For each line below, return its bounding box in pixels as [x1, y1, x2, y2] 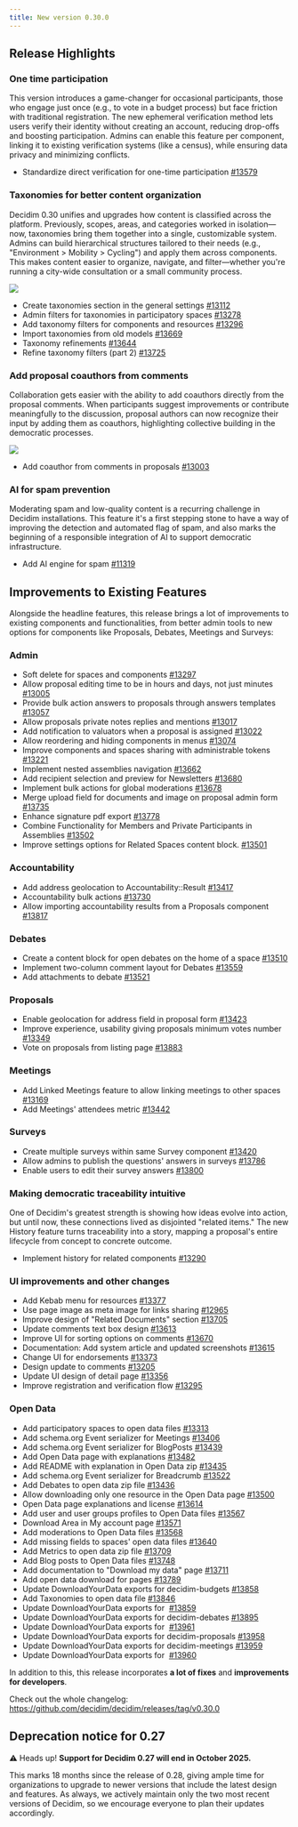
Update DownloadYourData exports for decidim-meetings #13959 [21, 1640, 263, 1651]
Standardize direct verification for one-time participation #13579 [21, 166, 258, 178]
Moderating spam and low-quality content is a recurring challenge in [9, 503, 261, 514]
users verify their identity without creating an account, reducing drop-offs [9, 121, 280, 132]
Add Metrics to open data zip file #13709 [21, 1545, 172, 1557]
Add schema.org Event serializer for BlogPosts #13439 [21, 1442, 223, 1453]
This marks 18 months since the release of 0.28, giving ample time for [9, 1769, 265, 1780]
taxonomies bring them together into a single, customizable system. [28, 228, 278, 238]
